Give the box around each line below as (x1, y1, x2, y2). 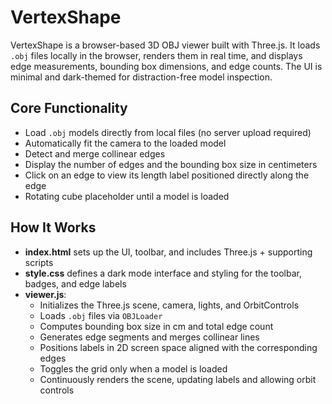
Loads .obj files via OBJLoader (39, 309, 163, 321)
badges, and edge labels (24, 277, 127, 290)
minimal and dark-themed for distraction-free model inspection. (10, 71, 273, 83)
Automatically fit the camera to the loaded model (24, 137, 227, 149)
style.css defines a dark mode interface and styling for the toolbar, (24, 267, 302, 279)
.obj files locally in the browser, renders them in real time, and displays (10, 49, 303, 61)
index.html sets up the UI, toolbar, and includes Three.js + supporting (24, 246, 313, 258)
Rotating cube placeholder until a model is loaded (24, 190, 230, 202)
